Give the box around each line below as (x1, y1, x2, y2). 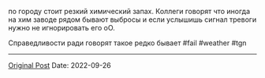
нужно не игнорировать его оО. (8, 23, 116, 32)
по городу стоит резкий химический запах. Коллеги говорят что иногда (8, 7, 251, 16)
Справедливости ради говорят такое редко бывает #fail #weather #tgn (8, 38, 247, 48)
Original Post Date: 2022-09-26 (8, 61, 112, 69)
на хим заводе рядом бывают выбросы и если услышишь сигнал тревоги (8, 15, 257, 24)
